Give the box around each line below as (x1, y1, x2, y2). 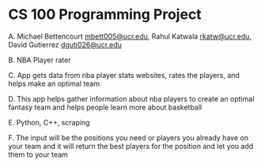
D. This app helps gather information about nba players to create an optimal (8, 94, 255, 103)
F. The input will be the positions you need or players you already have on (8, 132, 249, 143)
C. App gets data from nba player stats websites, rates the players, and (8, 70, 240, 80)
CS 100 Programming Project (8, 6, 202, 24)
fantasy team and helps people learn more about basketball (8, 102, 202, 112)
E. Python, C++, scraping (8, 117, 90, 127)
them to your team (8, 150, 69, 159)
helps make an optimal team (8, 79, 100, 88)
